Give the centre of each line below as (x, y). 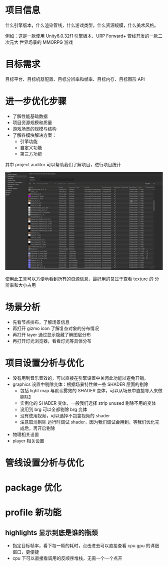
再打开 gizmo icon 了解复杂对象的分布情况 (56, 328)
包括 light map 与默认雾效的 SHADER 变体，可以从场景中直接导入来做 (91, 390)
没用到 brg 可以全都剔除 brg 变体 (53, 409)
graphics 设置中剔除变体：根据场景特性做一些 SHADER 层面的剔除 (80, 384)
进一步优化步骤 (36, 101)
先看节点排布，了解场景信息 (41, 322)
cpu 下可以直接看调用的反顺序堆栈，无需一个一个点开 (67, 558)
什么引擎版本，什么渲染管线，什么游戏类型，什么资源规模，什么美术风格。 (82, 25)
